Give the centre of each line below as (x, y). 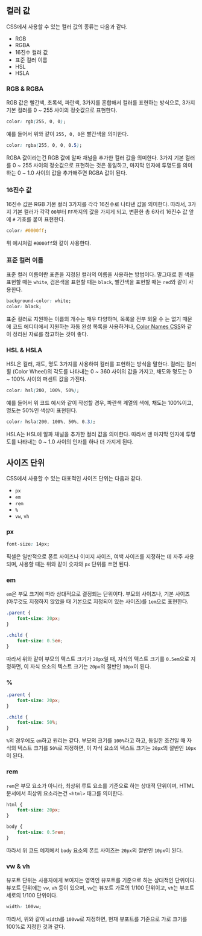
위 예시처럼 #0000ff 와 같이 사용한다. (49, 243)
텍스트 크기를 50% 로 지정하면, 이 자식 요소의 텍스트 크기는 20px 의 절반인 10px (107, 748)
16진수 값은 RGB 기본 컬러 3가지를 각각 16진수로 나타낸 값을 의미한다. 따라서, (96, 204)
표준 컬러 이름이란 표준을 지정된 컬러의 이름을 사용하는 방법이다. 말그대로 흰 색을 (100, 274)
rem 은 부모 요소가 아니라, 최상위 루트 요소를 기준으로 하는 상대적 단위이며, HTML (100, 786)
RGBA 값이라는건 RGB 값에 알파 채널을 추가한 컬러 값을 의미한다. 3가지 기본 (95, 157)
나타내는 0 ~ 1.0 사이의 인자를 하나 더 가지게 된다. (75, 442)
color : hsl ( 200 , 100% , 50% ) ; (43, 391)
